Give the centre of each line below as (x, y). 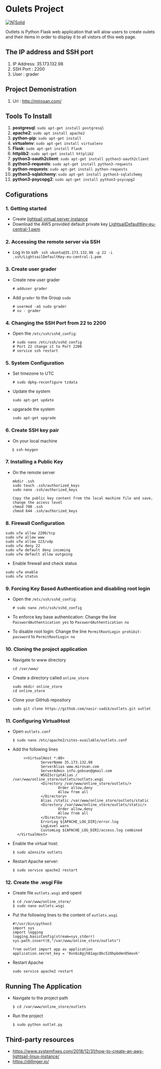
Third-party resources (40, 1040)
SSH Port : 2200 (29, 69)
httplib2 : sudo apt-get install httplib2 (53, 154)
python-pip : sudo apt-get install (47, 138)
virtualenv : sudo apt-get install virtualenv (58, 143)
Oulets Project (35, 9)
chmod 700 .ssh (28, 507)
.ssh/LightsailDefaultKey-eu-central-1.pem (57, 257)
